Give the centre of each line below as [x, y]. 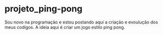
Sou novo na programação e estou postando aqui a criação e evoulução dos [81, 22]
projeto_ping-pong [43, 9]
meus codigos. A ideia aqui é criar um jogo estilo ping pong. [65, 27]
